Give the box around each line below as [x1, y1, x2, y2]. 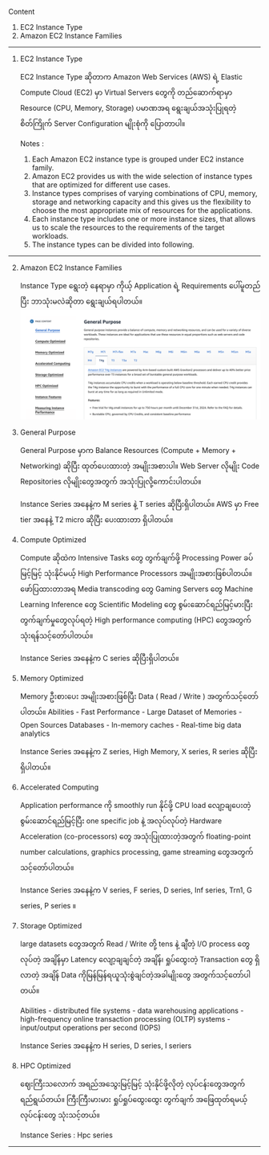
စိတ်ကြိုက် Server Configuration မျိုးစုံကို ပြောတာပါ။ [19, 119, 186, 128]
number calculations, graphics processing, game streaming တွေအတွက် [19, 847, 254, 856]
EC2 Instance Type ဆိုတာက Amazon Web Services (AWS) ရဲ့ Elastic [19, 72, 243, 81]
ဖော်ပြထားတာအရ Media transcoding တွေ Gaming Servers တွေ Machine [19, 584, 254, 594]
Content [8, 7, 35, 16]
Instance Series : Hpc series [19, 1130, 114, 1140]
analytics [19, 729, 50, 738]
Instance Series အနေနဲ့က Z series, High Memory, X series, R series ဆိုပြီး [19, 746, 258, 756]
